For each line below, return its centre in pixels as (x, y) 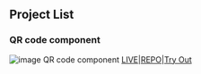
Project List (42, 15)
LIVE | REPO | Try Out (157, 59)
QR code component (55, 40)
